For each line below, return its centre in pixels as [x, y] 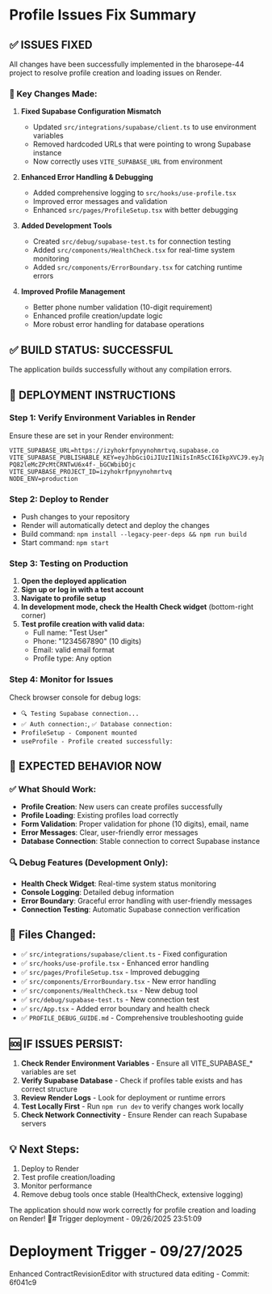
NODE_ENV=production [44, 479]
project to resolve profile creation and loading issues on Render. [115, 73]
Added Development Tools [66, 226]
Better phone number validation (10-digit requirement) [123, 307]
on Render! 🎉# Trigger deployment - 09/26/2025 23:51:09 [106, 1219]
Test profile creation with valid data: [83, 624]
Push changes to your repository [75, 517]
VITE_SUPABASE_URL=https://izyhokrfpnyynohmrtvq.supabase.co [114, 450]
